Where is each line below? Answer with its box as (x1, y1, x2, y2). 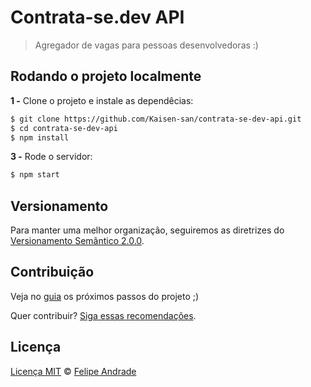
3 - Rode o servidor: (10, 151, 93, 163)
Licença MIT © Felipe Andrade (10, 365, 137, 377)
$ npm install (10, 132, 70, 143)
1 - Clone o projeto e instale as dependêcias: (10, 94, 194, 106)
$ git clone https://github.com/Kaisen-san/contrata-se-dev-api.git (10, 114, 302, 124)
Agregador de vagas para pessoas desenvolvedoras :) (34, 39, 259, 51)
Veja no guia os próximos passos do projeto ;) (10, 290, 200, 302)
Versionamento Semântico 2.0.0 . (10, 235, 145, 247)
